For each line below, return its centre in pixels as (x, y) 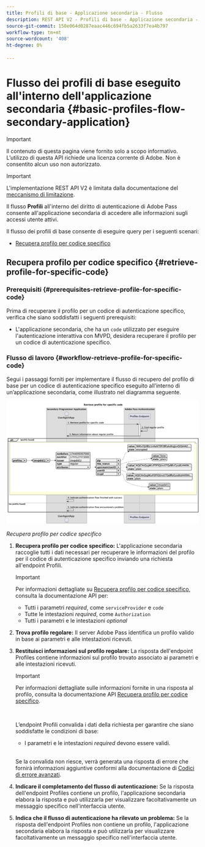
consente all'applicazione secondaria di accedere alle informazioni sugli (97, 213)
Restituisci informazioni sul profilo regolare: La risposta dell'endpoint (104, 651)
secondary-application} (68, 122)
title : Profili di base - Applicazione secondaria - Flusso (85, 13)
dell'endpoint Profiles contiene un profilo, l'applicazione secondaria (100, 793)
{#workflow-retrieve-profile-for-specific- (119, 358)
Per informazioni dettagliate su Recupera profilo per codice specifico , (103, 589)
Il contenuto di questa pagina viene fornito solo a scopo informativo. (92, 151)
